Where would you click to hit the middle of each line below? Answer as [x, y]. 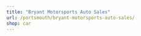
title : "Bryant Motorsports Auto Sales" [59, 12]
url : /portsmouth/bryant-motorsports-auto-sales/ [71, 18]
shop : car [19, 23]
